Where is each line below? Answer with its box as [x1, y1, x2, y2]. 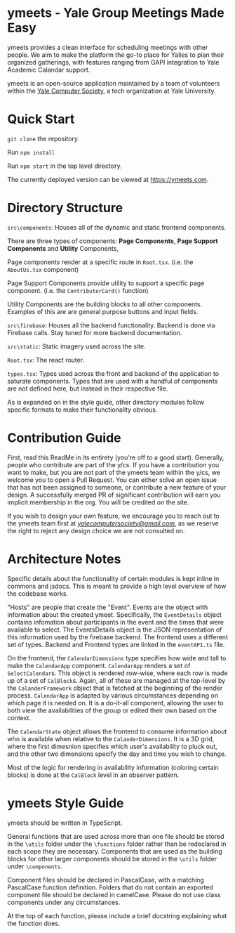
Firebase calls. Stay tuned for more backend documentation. [7, 328, 182, 337]
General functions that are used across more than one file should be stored [7, 832, 224, 840]
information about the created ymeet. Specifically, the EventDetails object [7, 610, 222, 619]
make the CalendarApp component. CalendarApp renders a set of [7, 661, 191, 670]
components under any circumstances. [7, 898, 121, 906]
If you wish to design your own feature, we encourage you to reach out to [7, 511, 220, 520]
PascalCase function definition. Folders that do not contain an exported [7, 883, 214, 892]
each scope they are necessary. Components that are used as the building [7, 847, 222, 855]
